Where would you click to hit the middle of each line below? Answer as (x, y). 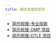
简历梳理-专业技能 (30, 23)
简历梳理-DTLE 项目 (31, 35)
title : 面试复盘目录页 (25, 9)
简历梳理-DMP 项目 (31, 30)
